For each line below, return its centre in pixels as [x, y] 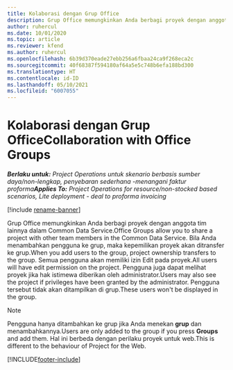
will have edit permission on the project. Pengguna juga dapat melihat [107, 267]
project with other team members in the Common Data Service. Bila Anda [112, 238]
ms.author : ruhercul [37, 53]
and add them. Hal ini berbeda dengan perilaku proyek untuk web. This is [111, 339]
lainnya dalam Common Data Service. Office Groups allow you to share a [110, 230]
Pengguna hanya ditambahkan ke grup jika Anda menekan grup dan [105, 324]
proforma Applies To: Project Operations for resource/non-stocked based [112, 189]
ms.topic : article [34, 40]
